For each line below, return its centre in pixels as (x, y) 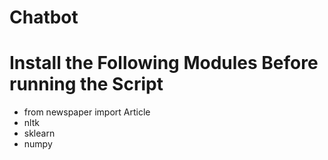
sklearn (39, 133)
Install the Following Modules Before (164, 63)
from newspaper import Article (87, 112)
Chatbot (44, 17)
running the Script (86, 84)
